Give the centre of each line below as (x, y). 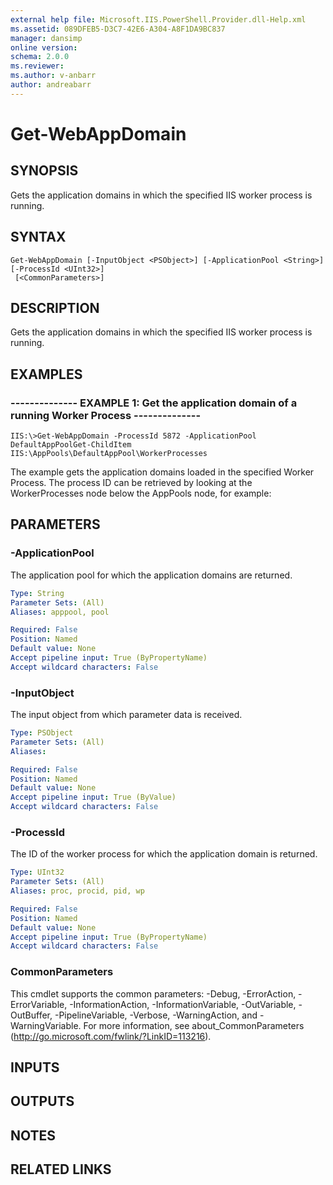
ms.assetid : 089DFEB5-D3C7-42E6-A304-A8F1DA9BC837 (118, 29)
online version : (44, 47)
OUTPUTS (42, 1101)
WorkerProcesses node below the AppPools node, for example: (141, 493)
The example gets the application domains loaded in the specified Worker (162, 472)
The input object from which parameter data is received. (126, 715)
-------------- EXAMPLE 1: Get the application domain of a (154, 403)
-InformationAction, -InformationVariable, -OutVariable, (183, 1004)
